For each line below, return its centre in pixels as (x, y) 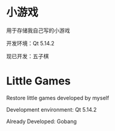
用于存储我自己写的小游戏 (38, 30)
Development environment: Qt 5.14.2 (51, 109)
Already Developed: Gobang (41, 121)
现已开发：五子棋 (28, 56)
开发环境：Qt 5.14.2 (30, 43)
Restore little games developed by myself (58, 98)
